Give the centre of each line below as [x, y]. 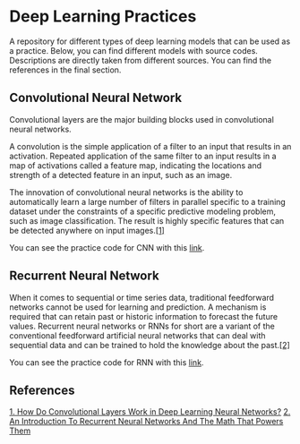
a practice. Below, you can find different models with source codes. [133, 50]
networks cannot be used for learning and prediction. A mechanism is [138, 307]
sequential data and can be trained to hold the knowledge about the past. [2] [150, 345]
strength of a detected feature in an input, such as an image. [121, 175]
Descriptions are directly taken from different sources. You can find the [140, 60]
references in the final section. [65, 70]
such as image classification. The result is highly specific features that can [147, 220]
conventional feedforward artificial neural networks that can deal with [137, 335]
